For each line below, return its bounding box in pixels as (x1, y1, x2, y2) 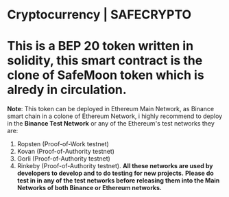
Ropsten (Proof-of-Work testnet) (16, 140, 110, 148)
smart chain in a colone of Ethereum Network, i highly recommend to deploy (7, 112, 223, 120)
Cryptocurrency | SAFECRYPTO (7, 7, 192, 23)
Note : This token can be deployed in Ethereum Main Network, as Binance (7, 105, 215, 113)
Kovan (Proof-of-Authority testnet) (16, 148, 115, 156)
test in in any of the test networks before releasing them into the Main (16, 176, 220, 185)
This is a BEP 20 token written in (7, 38, 194, 54)
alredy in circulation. (7, 82, 127, 97)
